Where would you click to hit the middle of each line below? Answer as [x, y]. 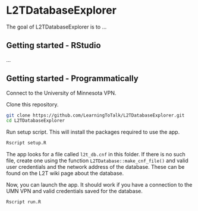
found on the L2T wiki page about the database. [65, 174]
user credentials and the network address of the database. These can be [95, 167]
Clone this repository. [32, 104]
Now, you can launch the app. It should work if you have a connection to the [99, 185]
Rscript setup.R [26, 143]
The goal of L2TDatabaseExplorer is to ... [56, 27]
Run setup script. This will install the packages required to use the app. [93, 132]
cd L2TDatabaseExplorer [36, 121]
